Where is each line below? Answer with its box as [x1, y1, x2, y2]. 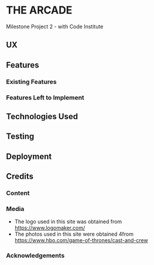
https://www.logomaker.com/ [14, 224, 85, 232]
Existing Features [6, 78, 57, 86]
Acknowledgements [6, 251, 65, 260]
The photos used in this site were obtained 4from [14, 230, 134, 238]
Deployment [6, 151, 52, 162]
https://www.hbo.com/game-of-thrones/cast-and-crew [14, 237, 148, 244]
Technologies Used [6, 111, 78, 121]
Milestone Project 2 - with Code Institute [6, 23, 104, 30]
